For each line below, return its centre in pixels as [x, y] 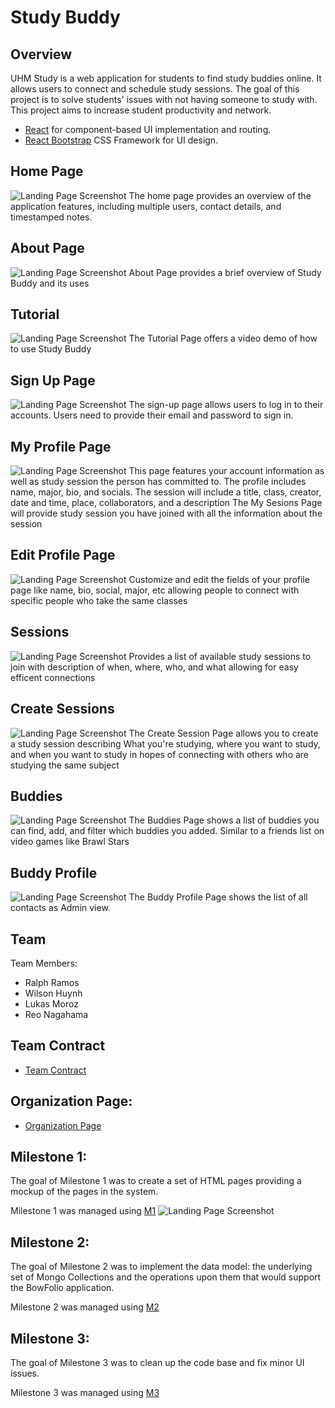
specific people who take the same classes [99, 600]
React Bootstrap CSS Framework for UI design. [121, 140]
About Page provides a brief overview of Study [225, 272]
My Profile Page [61, 446]
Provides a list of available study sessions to [220, 656]
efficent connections [53, 677]
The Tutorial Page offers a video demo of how [223, 338]
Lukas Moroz [51, 1003]
